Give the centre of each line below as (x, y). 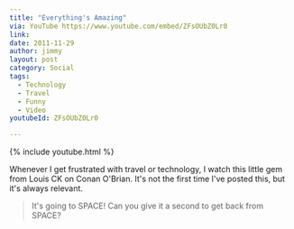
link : (19, 34)
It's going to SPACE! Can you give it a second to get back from (147, 206)
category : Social (42, 69)
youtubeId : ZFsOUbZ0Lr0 (54, 118)
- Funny (32, 101)
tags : (19, 77)
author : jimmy (36, 51)
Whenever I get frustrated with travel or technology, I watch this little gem (146, 169)
